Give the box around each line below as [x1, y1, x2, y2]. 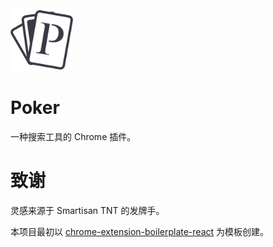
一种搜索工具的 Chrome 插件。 [10, 130, 137, 142]
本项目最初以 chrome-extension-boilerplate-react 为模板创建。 [10, 225, 270, 237]
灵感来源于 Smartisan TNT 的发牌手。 [10, 204, 165, 216]
